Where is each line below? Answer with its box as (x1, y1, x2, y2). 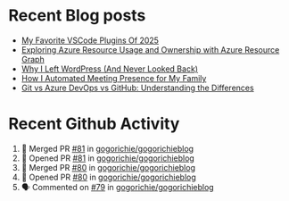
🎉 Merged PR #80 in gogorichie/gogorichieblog (21, 162, 195, 172)
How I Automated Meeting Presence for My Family (21, 72, 207, 83)
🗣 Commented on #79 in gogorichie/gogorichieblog (21, 181, 215, 192)
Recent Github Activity (8, 113, 180, 134)
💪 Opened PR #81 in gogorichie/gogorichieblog (21, 153, 195, 163)
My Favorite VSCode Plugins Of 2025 (21, 35, 160, 46)
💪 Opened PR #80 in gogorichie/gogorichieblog (21, 172, 197, 182)
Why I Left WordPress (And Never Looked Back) (21, 63, 198, 74)
